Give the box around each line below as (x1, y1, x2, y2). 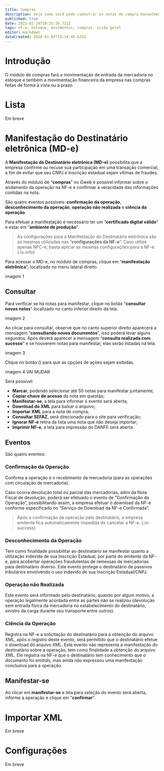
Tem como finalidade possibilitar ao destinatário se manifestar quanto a (5, 548, 149, 554)
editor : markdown (5, 30, 41, 35)
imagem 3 (5, 350, 25, 355)
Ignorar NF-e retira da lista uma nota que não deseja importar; (12, 419, 138, 425)
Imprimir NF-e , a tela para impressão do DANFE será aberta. (12, 424, 134, 430)
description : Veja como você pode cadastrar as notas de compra (5, 12, 139, 17)
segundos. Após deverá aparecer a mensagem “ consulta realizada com (5, 335, 151, 341)
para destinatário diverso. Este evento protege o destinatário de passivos (5, 563, 152, 569)
